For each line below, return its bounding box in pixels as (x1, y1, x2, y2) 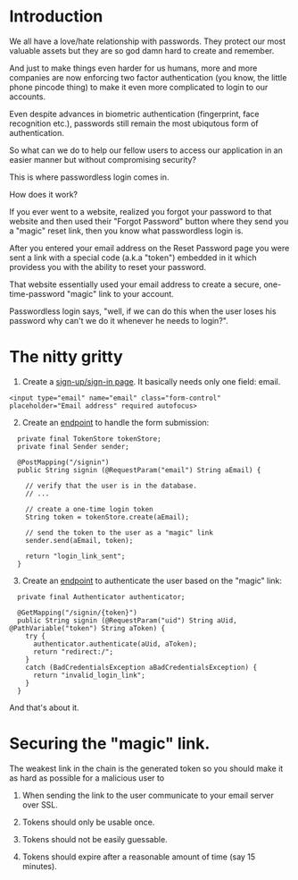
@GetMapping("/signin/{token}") (17, 608, 138, 617)
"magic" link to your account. (66, 288, 174, 299)
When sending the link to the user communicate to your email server (21, 790, 274, 800)
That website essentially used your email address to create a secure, (9, 279, 261, 290)
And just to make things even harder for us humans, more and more (9, 63, 258, 73)
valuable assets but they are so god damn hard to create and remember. (9, 45, 275, 55)
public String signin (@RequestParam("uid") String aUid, (17, 615, 238, 625)
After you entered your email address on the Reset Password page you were (9, 242, 290, 253)
